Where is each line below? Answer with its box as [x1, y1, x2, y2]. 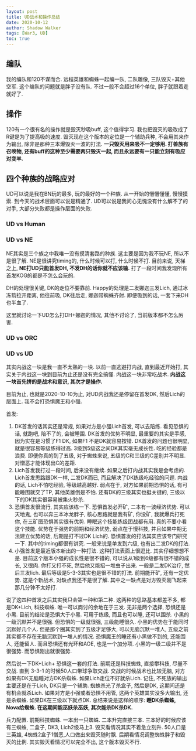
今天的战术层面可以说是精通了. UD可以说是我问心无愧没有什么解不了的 [19, 197, 188, 205]
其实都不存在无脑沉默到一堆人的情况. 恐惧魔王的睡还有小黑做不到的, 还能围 [6, 633, 185, 640]
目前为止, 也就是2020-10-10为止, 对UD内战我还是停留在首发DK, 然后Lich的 [6, 390, 185, 397]
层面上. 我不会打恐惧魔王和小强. [6, 398, 83, 405]
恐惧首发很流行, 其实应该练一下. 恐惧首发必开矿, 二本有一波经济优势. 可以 [14, 503, 190, 510]
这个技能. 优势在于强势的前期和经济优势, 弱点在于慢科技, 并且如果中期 [14, 525, 182, 532]
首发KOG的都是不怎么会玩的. [6, 272, 75, 279]
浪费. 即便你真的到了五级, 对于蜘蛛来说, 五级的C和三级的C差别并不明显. [14, 452, 186, 459]
